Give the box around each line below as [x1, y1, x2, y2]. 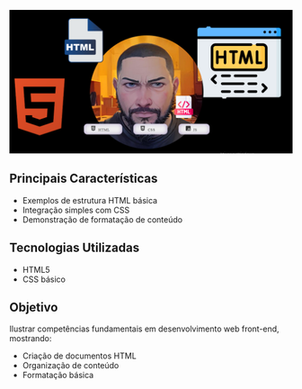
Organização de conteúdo [22, 360, 120, 371]
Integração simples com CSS [22, 204, 130, 215]
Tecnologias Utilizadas [9, 240, 140, 256]
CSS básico [22, 274, 66, 285]
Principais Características [9, 171, 158, 186]
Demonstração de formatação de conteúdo [22, 213, 182, 225]
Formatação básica [22, 370, 94, 381]
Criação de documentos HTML [22, 350, 137, 361]
